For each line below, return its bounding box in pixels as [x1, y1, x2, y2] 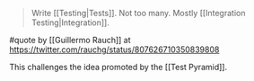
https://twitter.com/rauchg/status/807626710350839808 [9, 44, 220, 55]
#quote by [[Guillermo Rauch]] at [9, 35, 132, 45]
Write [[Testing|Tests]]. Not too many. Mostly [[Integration [31, 8, 246, 18]
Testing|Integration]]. [31, 17, 110, 28]
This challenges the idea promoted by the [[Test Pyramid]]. [9, 62, 227, 72]
